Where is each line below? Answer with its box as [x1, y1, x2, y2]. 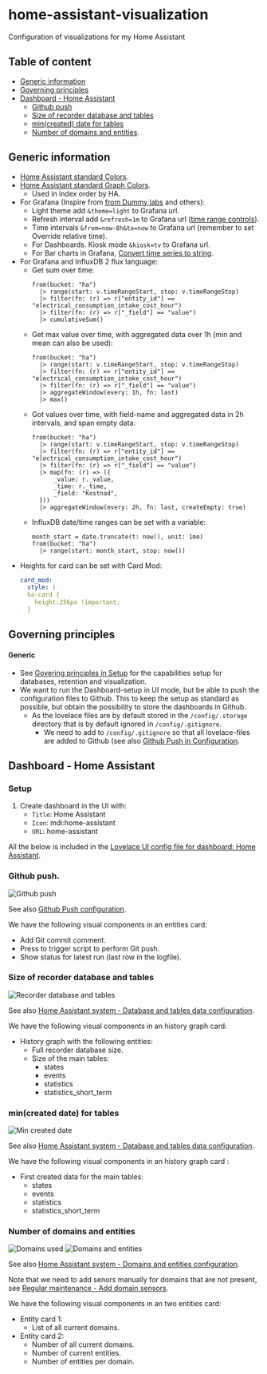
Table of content [8, 55, 92, 69]
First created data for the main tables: [19, 1172, 143, 1181]
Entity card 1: [19, 1314, 63, 1324]
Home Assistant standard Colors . [19, 172, 129, 181]
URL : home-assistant [31, 827, 98, 836]
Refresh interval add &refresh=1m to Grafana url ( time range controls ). [31, 214, 260, 224]
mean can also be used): [31, 338, 113, 347]
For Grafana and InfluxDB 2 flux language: [19, 256, 158, 266]
